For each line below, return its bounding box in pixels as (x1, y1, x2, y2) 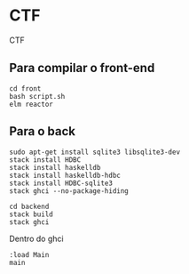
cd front (9, 84, 42, 93)
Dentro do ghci (9, 233, 64, 244)
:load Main (9, 250, 50, 259)
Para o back (9, 124, 75, 139)
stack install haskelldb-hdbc (9, 171, 122, 180)
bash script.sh (9, 92, 66, 101)
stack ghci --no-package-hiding (9, 186, 129, 196)
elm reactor (9, 100, 53, 109)
